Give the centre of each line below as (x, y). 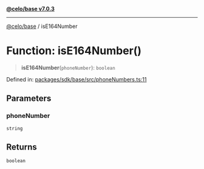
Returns (22, 147)
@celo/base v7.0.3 (30, 9)
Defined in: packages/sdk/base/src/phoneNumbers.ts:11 (76, 79)
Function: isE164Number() (74, 51)
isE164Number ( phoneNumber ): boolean (68, 67)
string (15, 128)
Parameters (29, 99)
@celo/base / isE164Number (42, 26)
